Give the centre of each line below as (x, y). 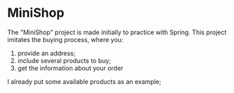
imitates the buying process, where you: (65, 39)
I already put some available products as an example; (84, 81)
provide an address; (46, 53)
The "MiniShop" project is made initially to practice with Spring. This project (117, 32)
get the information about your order (70, 68)
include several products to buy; (64, 60)
